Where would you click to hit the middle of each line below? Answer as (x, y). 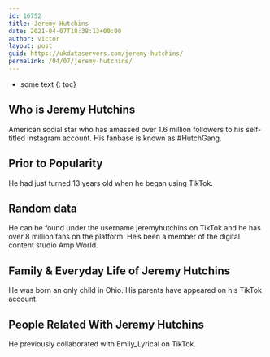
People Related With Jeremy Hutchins (107, 324)
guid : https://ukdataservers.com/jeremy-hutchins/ (96, 54)
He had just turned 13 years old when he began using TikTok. (111, 183)
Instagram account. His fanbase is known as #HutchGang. (124, 138)
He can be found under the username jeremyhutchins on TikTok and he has (135, 228)
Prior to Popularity (56, 163)
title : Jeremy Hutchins (49, 24)
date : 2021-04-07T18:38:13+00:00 (65, 31)
